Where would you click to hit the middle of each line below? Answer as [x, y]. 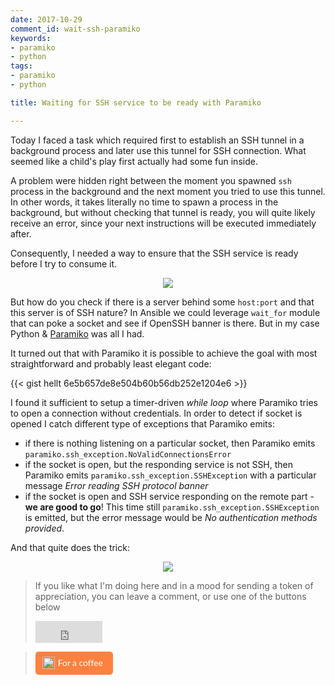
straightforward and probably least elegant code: [111, 363]
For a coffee [80, 662]
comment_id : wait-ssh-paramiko [75, 29]
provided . [44, 528]
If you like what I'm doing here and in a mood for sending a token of [174, 585]
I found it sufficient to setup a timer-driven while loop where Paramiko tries [164, 402]
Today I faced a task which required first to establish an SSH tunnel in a [157, 140]
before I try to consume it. [64, 263]
